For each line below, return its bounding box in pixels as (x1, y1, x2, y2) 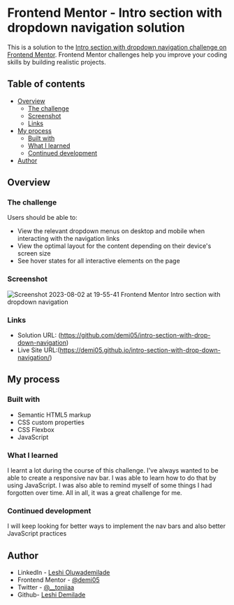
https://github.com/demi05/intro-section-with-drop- (60, 331, 211, 340)
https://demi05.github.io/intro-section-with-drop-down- (59, 346, 221, 354)
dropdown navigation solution (7, 20, 185, 36)
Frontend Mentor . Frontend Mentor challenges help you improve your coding (7, 50, 228, 59)
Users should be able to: (7, 214, 78, 222)
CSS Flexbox (17, 425, 54, 433)
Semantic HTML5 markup (17, 410, 92, 419)
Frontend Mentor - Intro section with (7, 5, 222, 21)
